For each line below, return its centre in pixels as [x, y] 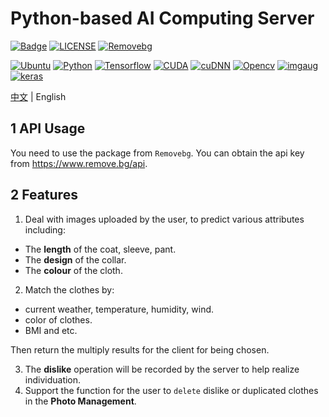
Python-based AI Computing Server [162, 18]
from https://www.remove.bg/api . [79, 163]
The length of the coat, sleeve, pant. [100, 249]
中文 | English [38, 96]
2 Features [44, 195]
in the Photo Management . [80, 401]
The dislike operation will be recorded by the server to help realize [162, 369]
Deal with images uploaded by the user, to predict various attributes [164, 219]
